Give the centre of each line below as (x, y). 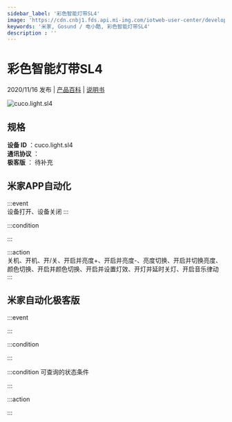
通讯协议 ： (23, 154)
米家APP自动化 (39, 186)
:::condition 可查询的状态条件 (48, 371)
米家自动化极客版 (43, 301)
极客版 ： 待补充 (30, 162)
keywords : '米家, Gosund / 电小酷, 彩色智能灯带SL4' (79, 26)
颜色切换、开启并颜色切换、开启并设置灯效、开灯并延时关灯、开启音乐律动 (113, 269)
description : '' (32, 33)
